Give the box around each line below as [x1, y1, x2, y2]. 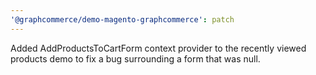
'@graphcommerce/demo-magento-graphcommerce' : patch [10, 14, 235, 25]
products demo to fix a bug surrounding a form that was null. [10, 52, 261, 65]
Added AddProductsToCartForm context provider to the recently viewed [10, 42, 307, 54]
